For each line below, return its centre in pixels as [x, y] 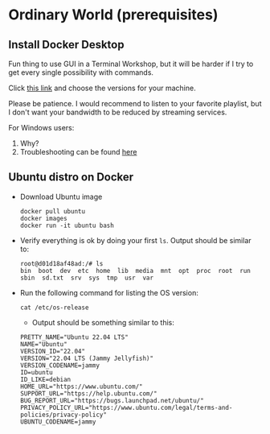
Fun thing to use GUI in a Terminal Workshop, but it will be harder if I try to [131, 64]
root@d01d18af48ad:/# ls [61, 263]
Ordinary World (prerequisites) [113, 15]
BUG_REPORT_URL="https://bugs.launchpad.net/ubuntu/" [112, 400]
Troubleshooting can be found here [78, 152]
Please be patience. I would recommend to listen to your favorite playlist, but [135, 103]
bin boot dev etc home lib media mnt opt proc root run [135, 271]
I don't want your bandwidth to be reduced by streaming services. [118, 112]
